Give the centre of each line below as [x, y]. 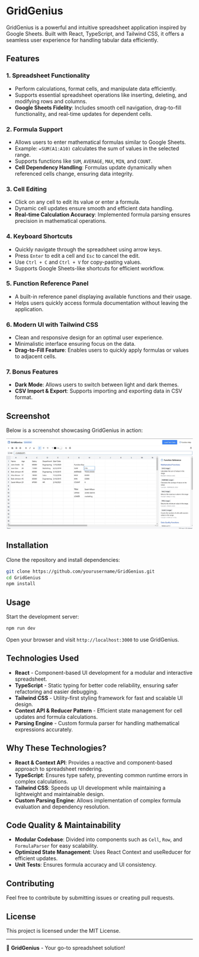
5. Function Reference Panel [47, 283]
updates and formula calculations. [56, 716]
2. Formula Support [35, 129]
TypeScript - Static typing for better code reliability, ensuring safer [97, 685]
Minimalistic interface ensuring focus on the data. [75, 344]
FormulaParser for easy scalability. [57, 846]
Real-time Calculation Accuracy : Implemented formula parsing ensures [102, 214]
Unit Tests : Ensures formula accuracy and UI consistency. [86, 865]
